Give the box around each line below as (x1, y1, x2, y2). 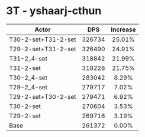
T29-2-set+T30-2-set (9, 92, 76, 101)
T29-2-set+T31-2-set (9, 45, 76, 53)
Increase (111, 25, 136, 34)
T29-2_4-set (9, 83, 47, 91)
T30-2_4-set (9, 73, 47, 82)
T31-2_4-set (9, 54, 47, 62)
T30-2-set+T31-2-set (9, 35, 76, 44)
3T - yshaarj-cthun (6, 4, 102, 18)
